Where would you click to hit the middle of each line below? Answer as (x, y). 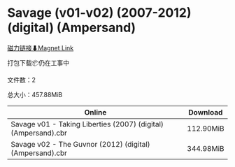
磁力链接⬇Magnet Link (41, 48)
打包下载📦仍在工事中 (38, 63)
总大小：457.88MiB (35, 94)
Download (206, 112)
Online (95, 112)
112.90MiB (206, 129)
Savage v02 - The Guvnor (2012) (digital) (80, 144)
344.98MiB (206, 148)
